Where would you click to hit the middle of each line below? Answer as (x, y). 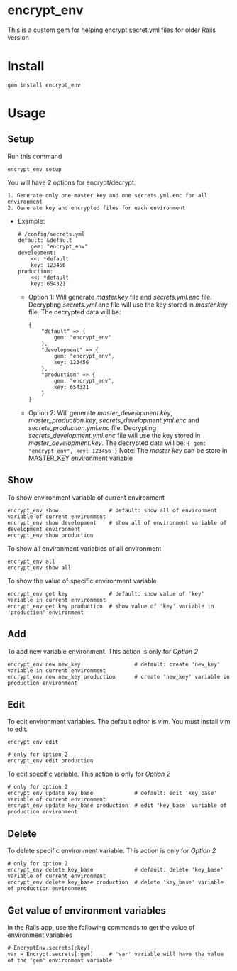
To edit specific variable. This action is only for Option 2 (89, 774)
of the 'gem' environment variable (60, 960)
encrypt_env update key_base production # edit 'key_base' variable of (117, 806)
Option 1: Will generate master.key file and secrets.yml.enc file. (120, 297)
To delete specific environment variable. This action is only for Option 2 (112, 851)
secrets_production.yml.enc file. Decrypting (92, 427)
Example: (31, 221)
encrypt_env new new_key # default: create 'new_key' (114, 664)
